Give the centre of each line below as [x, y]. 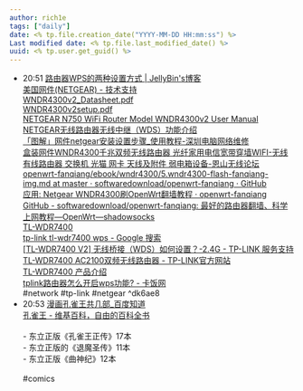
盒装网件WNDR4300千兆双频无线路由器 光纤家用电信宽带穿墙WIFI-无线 [155, 153]
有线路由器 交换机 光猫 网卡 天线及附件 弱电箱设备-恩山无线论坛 [141, 164]
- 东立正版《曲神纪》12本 [69, 359]
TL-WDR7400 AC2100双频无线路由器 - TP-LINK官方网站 [126, 261]
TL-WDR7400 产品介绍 [64, 272]
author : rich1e [38, 18]
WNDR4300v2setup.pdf [67, 110]
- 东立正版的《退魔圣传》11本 [76, 348]
